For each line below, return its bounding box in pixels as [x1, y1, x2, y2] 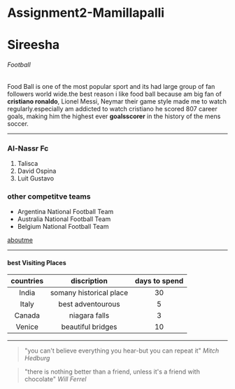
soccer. [7, 119, 29, 127]
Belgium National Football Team [17, 222, 109, 231]
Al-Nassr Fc [7, 143, 49, 153]
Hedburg [24, 354, 50, 362]
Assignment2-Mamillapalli [7, 5, 165, 21]
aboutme [7, 236, 34, 244]
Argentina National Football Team [17, 208, 114, 216]
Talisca [17, 159, 38, 167]
